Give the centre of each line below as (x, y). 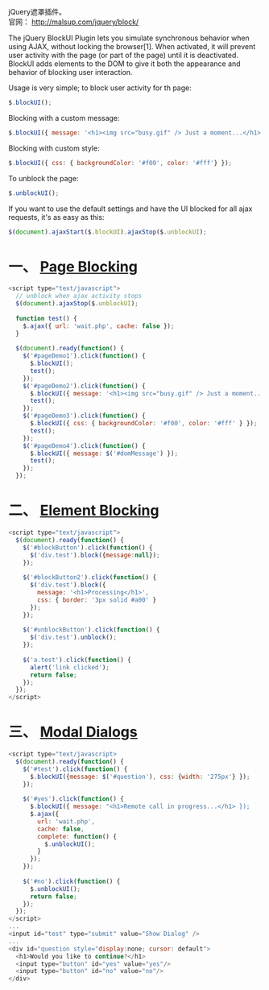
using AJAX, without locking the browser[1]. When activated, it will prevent (132, 46)
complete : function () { (77, 836)
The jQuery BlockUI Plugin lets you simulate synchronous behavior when (129, 38)
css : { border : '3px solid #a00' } (97, 600)
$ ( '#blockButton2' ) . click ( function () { (90, 578)
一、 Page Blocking (73, 266)
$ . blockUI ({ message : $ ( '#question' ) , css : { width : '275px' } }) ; (140, 777)
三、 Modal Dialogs (73, 732)
